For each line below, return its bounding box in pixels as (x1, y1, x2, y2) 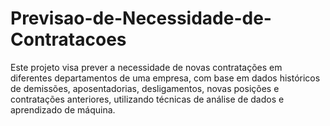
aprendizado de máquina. (10, 103, 116, 116)
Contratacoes (10, 28, 127, 51)
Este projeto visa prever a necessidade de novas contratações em (10, 61, 283, 73)
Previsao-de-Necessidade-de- (10, 7, 272, 30)
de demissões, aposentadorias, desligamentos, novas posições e (10, 82, 280, 94)
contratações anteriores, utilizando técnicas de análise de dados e (10, 93, 285, 105)
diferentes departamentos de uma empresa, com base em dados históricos (10, 72, 321, 84)
